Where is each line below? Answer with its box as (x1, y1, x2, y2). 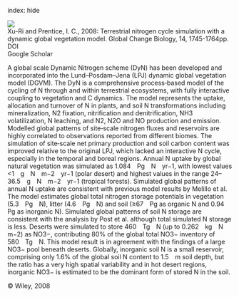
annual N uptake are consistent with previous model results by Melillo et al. (7, 184, 228, 193)
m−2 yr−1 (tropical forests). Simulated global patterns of (47, 177, 217, 185)
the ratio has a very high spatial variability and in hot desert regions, (7, 260, 208, 269)
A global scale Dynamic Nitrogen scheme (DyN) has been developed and (7, 63, 223, 72)
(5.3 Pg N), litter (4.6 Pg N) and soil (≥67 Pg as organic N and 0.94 (7, 199, 225, 208)
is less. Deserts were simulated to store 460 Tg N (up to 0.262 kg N (7, 222, 223, 231)
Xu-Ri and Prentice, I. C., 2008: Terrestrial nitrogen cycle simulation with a (7, 27, 225, 35)
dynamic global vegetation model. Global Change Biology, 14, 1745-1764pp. (7, 35, 229, 43)
